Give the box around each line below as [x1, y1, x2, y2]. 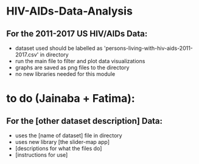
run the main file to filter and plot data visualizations [15, 58, 145, 64]
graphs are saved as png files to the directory [15, 64, 130, 71]
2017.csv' [15, 51, 39, 58]
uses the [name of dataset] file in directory [15, 132, 123, 139]
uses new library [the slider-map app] [15, 138, 110, 145]
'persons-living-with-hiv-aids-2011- [103, 44, 194, 52]
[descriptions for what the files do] [15, 145, 102, 152]
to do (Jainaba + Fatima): [6, 92, 135, 106]
